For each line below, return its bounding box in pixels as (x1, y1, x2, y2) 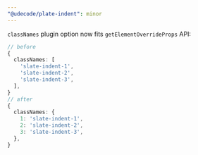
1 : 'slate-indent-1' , (20, 116, 83, 123)
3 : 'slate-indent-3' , (20, 128, 83, 135)
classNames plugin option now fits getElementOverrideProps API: (7, 30, 192, 38)
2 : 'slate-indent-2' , (20, 122, 83, 129)
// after (7, 96, 33, 103)
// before (7, 43, 37, 50)
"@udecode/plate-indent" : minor (7, 10, 102, 18)
